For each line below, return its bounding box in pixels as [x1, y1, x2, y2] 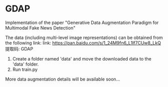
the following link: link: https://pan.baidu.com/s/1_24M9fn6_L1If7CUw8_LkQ [5, 39, 161, 45]
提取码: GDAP [5, 45, 34, 51]
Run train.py [12, 66, 38, 72]
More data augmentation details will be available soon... [5, 76, 120, 82]
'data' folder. [12, 61, 39, 67]
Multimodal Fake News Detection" [5, 24, 76, 30]
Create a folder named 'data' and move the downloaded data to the [12, 55, 152, 61]
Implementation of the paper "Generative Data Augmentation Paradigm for [5, 19, 159, 25]
